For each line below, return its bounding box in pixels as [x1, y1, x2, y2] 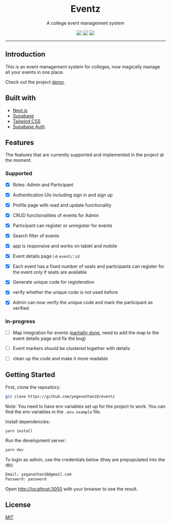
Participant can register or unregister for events [12, 222, 113, 229]
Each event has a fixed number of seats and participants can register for [12, 263, 164, 269]
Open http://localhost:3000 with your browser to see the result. [5, 486, 138, 492]
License [5, 501, 31, 509]
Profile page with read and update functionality [12, 202, 112, 208]
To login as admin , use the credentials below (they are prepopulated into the [5, 457, 165, 463]
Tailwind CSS [12, 118, 41, 124]
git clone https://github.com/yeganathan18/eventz [5, 394, 115, 399]
